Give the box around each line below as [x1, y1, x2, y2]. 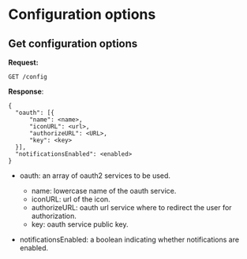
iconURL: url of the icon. [31, 194, 110, 204]
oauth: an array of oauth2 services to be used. [19, 171, 171, 180]
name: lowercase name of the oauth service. [31, 187, 177, 195]
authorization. [31, 211, 77, 220]
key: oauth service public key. [31, 220, 129, 229]
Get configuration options [8, 37, 138, 50]
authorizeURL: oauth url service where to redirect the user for [31, 203, 232, 212]
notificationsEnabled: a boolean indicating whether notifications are [19, 235, 239, 244]
